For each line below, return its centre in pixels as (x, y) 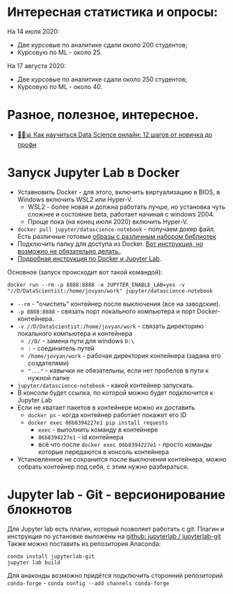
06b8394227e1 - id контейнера (81, 437)
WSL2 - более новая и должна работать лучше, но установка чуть (127, 207)
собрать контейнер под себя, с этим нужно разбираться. (103, 467)
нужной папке (49, 377)
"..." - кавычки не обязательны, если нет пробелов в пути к (118, 370)
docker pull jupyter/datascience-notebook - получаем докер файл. (116, 229)
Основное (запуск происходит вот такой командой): (85, 272)
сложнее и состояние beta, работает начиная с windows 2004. (121, 214)
